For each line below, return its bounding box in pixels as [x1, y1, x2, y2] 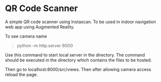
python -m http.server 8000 [16, 42, 73, 48]
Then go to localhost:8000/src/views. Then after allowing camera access [5, 66, 151, 72]
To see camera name [5, 33, 47, 39]
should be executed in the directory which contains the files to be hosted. [5, 57, 152, 63]
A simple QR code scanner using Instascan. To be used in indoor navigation [5, 19, 156, 25]
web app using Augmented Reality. [5, 24, 75, 29]
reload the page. [5, 71, 38, 77]
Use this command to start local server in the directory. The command [5, 52, 145, 58]
